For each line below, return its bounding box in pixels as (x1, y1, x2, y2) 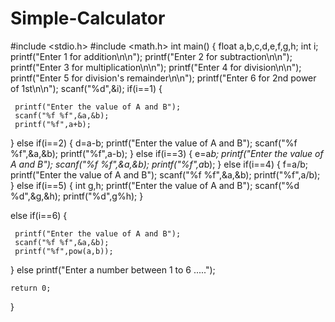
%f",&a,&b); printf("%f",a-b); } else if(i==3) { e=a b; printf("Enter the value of (10, 147, 324, 159)
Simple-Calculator (10, 7, 166, 30)
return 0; (10, 283, 52, 293)
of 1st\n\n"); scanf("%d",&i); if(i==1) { (10, 82, 163, 94)
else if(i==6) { (10, 209, 68, 221)
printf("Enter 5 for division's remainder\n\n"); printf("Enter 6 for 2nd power (10, 72, 317, 84)
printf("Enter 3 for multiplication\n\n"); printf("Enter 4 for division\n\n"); (10, 61, 302, 73)
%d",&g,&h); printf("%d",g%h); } (10, 190, 144, 202)
